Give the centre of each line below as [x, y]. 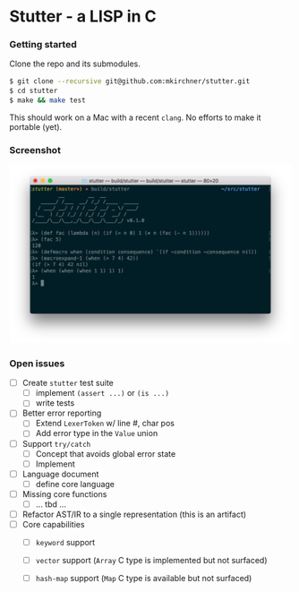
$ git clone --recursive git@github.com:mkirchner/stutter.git [130, 82]
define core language [75, 484]
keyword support [65, 543]
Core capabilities [53, 525]
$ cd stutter [34, 91]
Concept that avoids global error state [106, 453]
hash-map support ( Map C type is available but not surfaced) [144, 579]
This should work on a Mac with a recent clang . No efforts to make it [135, 117]
